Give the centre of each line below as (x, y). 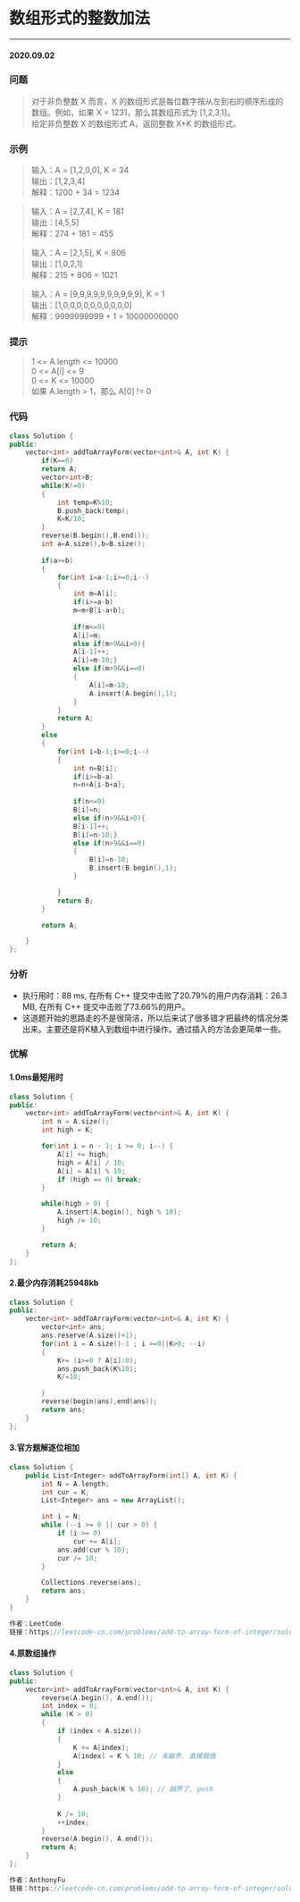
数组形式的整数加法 (80, 18)
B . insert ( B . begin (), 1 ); (133, 868)
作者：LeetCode (35, 1623)
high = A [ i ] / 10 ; (91, 1163)
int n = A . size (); (75, 1122)
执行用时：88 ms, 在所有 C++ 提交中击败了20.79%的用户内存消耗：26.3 (154, 995)
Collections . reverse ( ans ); (92, 1583)
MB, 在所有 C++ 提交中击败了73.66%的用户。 (106, 1006)
